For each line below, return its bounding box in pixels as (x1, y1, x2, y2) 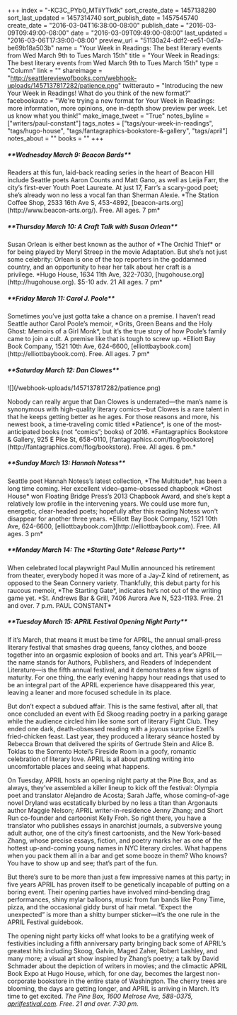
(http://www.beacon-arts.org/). (7, 206, 98, 214)
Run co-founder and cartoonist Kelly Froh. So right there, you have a (7, 814, 207, 822)
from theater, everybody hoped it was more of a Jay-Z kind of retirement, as (7, 571, 230, 579)
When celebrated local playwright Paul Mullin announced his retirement (7, 563, 216, 572)
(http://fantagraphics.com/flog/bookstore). (7, 443, 132, 451)
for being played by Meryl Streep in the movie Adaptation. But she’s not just (7, 248, 228, 256)
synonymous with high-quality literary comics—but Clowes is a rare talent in (7, 404, 230, 414)
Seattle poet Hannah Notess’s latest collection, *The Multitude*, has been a (7, 477, 227, 485)
